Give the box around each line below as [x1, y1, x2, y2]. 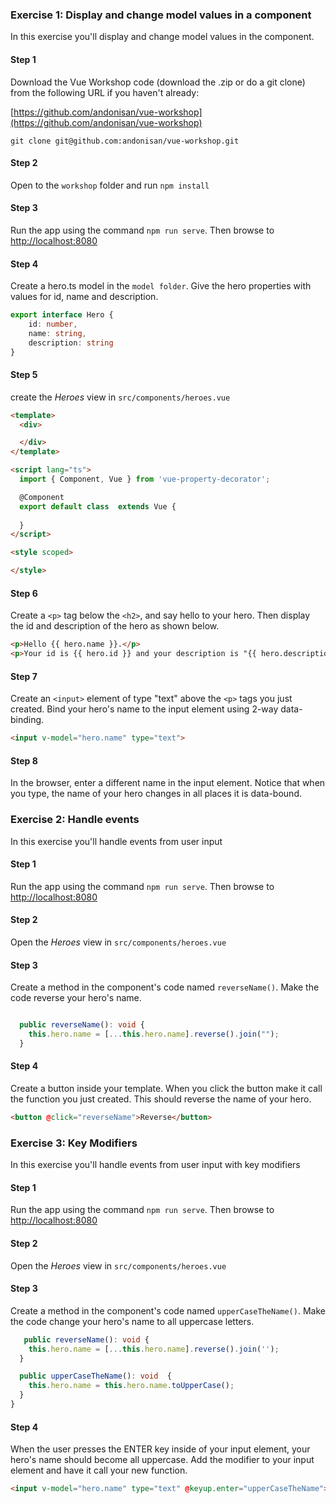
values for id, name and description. [10, 291, 159, 303]
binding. [10, 714, 45, 726]
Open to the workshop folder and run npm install [10, 179, 210, 191]
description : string [28, 338, 114, 348]
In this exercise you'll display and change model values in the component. [10, 31, 315, 43]
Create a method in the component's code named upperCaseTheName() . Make [10, 1304, 326, 1317]
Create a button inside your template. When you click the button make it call [10, 1083, 323, 1095]
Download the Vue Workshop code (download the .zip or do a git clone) [10, 76, 306, 88]
